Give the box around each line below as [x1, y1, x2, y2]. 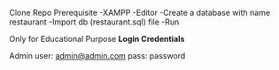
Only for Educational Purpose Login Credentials [9, 34, 185, 44]
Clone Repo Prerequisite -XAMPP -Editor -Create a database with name [9, 8, 271, 17]
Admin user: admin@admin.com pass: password [9, 51, 186, 60]
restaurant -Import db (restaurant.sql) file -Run [9, 17, 180, 27]
